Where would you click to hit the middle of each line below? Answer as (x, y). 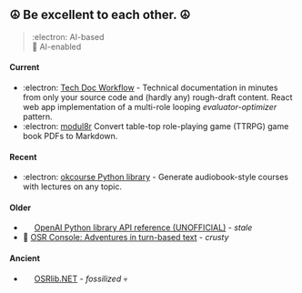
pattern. (37, 116)
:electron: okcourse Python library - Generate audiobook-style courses (156, 177)
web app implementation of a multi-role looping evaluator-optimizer (150, 107)
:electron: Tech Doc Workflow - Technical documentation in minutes (150, 88)
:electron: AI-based (68, 36)
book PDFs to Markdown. (70, 136)
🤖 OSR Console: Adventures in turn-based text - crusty (126, 237)
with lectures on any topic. (72, 187)
